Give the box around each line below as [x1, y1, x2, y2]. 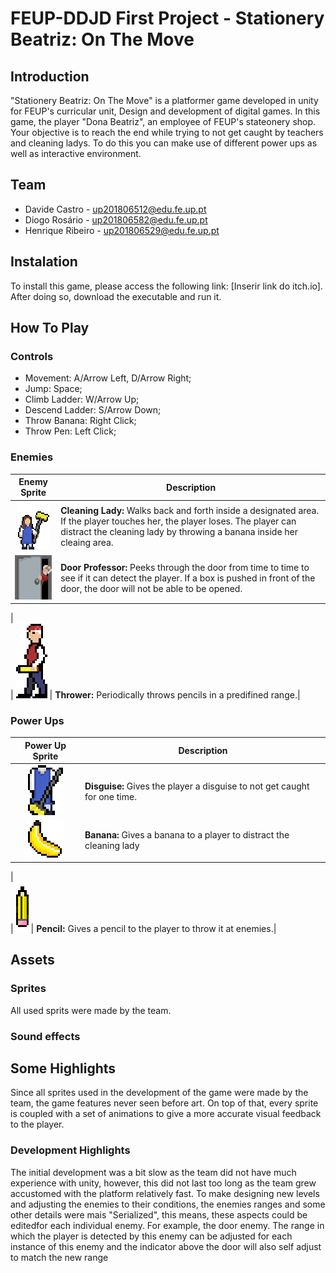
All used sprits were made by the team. [10, 1004, 172, 1016]
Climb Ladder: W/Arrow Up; [24, 393, 140, 406]
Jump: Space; [24, 383, 83, 395]
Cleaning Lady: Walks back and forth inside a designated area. [60, 505, 320, 517]
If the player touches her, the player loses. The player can [60, 515, 297, 527]
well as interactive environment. [10, 148, 142, 159]
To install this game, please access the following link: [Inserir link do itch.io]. [10, 280, 323, 292]
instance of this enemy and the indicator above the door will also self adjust [10, 1240, 322, 1252]
